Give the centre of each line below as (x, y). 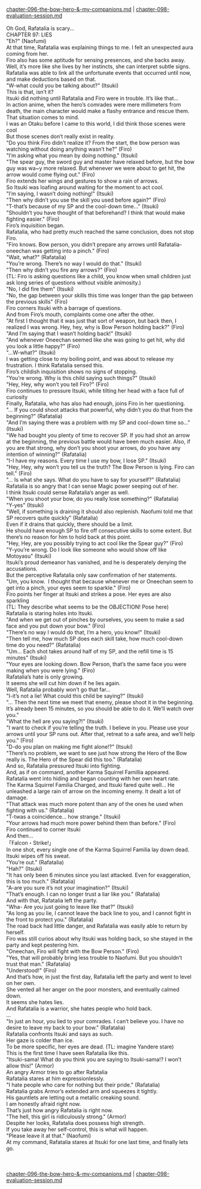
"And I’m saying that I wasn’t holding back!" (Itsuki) (69, 333)
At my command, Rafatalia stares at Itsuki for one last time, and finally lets (97, 1142)
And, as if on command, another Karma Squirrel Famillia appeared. (88, 772)
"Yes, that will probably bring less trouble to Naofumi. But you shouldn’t (94, 958)
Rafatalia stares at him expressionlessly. (55, 1078)
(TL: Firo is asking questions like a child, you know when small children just (99, 276)
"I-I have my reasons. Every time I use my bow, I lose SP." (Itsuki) (86, 460)
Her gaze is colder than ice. (40, 1040)
